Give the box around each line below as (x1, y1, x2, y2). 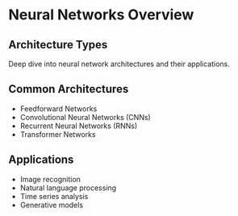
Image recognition (19, 174, 81, 184)
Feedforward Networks (19, 103, 98, 114)
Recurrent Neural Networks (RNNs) (19, 121, 138, 131)
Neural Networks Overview (8, 6, 194, 24)
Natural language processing (19, 183, 117, 193)
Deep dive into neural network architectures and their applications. (8, 59, 230, 69)
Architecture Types (8, 38, 108, 52)
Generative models (19, 200, 83, 210)
